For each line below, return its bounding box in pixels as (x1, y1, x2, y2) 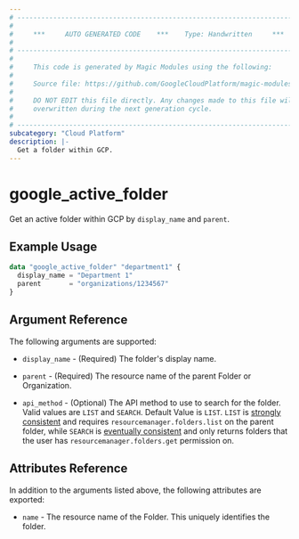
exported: (9, 494, 45, 504)
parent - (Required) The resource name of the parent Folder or (21, 371, 252, 381)
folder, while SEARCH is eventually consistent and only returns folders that (21, 425, 288, 437)
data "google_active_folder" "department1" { (9, 263, 181, 272)
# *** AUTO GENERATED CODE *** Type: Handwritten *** (9, 29, 285, 38)
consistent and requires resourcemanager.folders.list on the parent (21, 416, 274, 427)
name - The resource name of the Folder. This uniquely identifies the (21, 511, 270, 522)
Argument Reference (9, 313, 128, 328)
